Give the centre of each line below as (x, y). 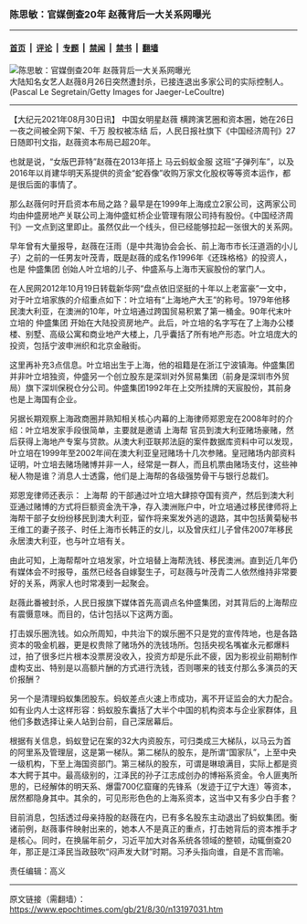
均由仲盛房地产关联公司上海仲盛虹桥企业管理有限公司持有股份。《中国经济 (148, 215)
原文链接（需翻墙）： (48, 898)
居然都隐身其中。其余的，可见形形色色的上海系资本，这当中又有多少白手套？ (153, 798)
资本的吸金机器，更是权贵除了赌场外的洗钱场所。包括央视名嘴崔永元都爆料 (149, 644)
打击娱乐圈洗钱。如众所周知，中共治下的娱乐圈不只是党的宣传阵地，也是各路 (153, 633)
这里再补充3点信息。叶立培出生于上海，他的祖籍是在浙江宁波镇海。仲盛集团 (152, 365)
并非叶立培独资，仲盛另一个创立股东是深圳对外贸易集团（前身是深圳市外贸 (149, 376)
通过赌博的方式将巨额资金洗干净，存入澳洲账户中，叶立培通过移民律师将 (153, 506)
